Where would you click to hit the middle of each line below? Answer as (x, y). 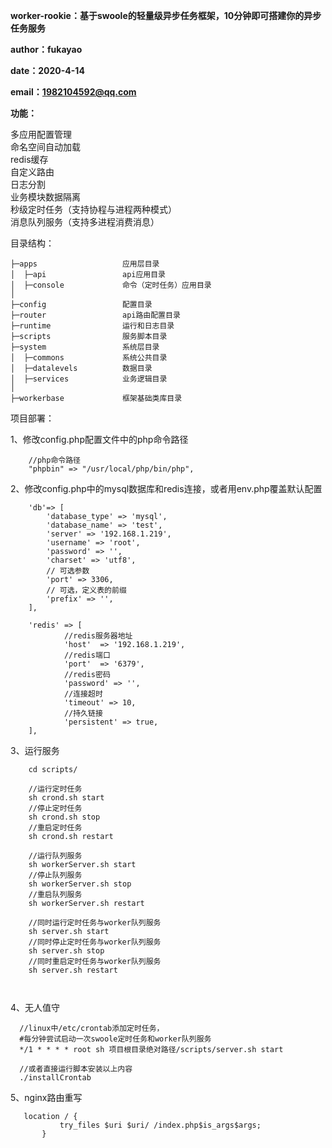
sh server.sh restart (73, 970)
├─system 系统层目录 (85, 347)
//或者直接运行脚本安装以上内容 (76, 1069)
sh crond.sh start (66, 798)
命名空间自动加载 (45, 147)
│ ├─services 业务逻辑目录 (89, 379)
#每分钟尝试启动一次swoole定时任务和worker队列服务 (115, 1039)
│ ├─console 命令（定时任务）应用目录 (111, 285)
